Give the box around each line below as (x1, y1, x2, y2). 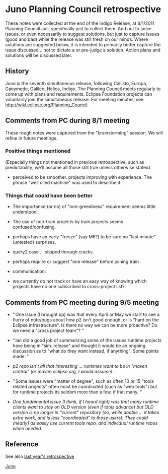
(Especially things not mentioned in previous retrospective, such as (5, 159, 144, 165)
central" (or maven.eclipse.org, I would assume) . (12, 368, 114, 374)
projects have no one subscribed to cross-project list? (12, 284, 125, 290)
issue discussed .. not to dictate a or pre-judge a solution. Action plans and (5, 47, 161, 53)
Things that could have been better (5, 192, 93, 199)
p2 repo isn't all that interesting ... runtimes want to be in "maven (12, 363, 147, 369)
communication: (12, 268, 46, 275)
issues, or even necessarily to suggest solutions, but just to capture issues (5, 31, 160, 37)
